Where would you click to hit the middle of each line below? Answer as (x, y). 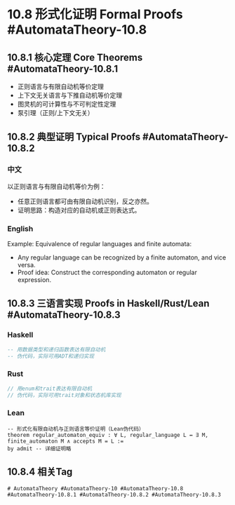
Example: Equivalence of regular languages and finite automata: (99, 243)
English (20, 229)
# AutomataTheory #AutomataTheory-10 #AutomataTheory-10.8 (95, 488)
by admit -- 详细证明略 (39, 449)
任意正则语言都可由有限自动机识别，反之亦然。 (85, 201)
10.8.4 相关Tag (40, 472)
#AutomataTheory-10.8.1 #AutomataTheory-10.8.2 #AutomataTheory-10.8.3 (114, 494)
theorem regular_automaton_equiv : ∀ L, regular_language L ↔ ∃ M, (108, 435)
